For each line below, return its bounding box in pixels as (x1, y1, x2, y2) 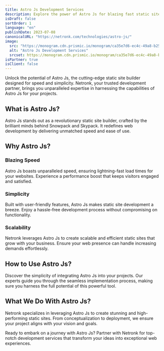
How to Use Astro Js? (5, 260, 72, 268)
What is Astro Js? (5, 104, 60, 113)
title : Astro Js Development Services (5, 7, 84, 12)
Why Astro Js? (5, 142, 51, 150)
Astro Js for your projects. (5, 91, 58, 97)
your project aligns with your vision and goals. (5, 320, 98, 326)
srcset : (9, 52, 25, 58)
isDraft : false (5, 16, 36, 21)
